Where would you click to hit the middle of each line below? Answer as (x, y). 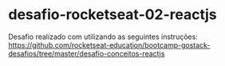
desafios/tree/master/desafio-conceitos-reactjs (87, 53)
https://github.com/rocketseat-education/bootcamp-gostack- (109, 45)
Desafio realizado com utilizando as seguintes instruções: (103, 37)
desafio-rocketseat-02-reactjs (112, 15)
